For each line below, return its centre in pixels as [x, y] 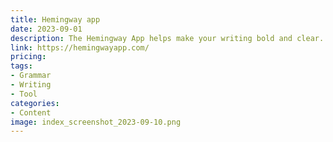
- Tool [24, 94]
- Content [31, 112]
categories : [35, 103]
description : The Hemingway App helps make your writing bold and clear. [167, 38]
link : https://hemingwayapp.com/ [80, 47]
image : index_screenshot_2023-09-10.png [96, 122]
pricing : [28, 57]
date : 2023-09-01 [46, 29]
